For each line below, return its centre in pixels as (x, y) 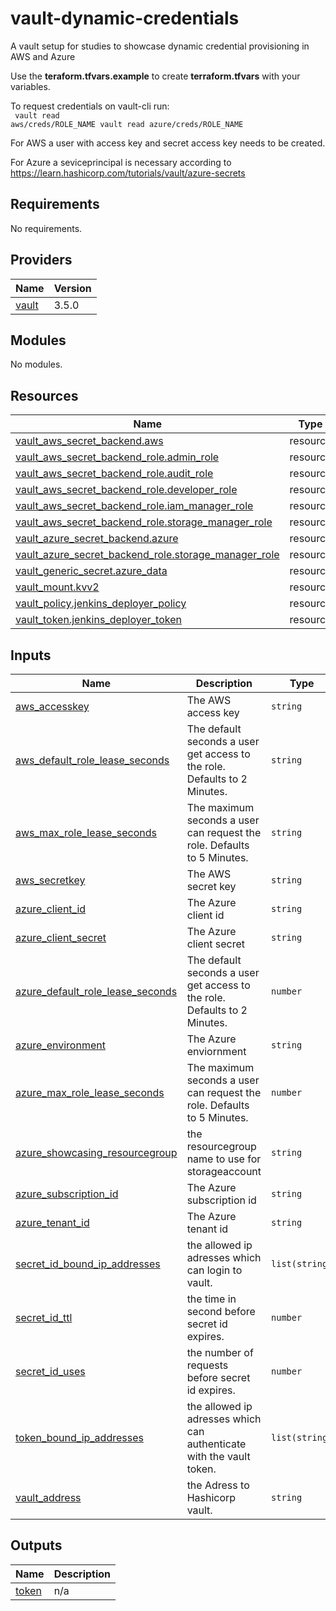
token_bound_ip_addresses (79, 1437)
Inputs (31, 655)
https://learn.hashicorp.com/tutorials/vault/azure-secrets (128, 173)
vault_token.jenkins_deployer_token (98, 620)
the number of (220, 1352)
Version (72, 288)
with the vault (218, 1456)
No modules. (36, 364)
